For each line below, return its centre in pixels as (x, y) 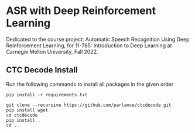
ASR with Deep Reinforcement (81, 11)
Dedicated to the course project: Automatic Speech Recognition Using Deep (98, 39)
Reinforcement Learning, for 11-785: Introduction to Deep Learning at (89, 45)
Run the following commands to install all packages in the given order (90, 84)
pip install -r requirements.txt (47, 94)
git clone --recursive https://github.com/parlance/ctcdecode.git (89, 105)
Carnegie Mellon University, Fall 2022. (52, 51)
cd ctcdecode (22, 115)
